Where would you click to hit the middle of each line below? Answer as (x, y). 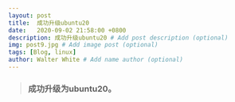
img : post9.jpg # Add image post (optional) (83, 45)
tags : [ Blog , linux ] (43, 52)
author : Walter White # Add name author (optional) (96, 60)
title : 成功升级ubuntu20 (49, 23)
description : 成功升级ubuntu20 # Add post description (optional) (118, 38)
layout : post (30, 15)
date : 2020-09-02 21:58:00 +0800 (67, 30)
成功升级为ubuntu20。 (72, 89)
